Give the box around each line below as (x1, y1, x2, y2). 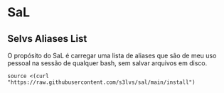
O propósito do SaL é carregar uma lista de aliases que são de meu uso (7, 51, 217, 60)
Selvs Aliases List (7, 33, 87, 45)
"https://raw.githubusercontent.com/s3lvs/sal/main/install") (7, 79, 196, 86)
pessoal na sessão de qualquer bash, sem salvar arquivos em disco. (7, 59, 208, 67)
